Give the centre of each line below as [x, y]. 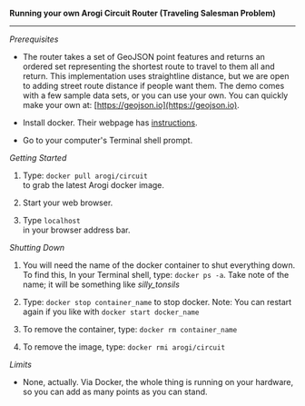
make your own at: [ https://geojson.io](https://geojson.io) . [131, 105]
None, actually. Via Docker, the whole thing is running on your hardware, [158, 382]
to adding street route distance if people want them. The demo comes [153, 86]
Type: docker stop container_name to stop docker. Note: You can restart [157, 302]
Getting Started [38, 158]
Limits [20, 364]
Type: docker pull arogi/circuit [85, 175]
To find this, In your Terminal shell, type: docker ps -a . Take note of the [156, 275]
